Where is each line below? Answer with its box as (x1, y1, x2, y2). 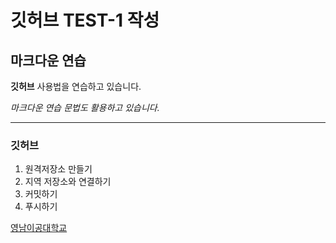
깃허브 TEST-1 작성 (10, 9, 160, 32)
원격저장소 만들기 (24, 163, 93, 175)
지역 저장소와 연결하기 (24, 176, 112, 188)
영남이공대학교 (10, 222, 68, 234)
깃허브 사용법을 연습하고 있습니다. (10, 81, 142, 92)
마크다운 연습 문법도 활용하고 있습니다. (10, 102, 160, 113)
